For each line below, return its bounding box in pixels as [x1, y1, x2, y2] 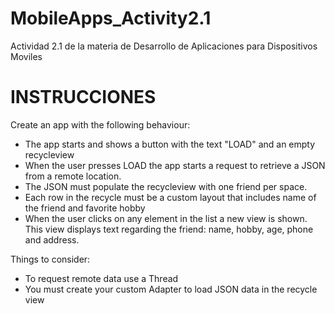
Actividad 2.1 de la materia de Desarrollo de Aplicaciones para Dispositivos [10, 40, 318, 52]
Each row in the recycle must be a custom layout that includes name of [24, 191, 317, 203]
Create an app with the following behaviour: [10, 118, 191, 131]
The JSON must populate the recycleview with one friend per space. [24, 180, 308, 192]
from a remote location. [24, 170, 122, 182]
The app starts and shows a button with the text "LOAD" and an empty [24, 138, 316, 150]
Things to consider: [10, 253, 91, 265]
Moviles [10, 50, 43, 62]
